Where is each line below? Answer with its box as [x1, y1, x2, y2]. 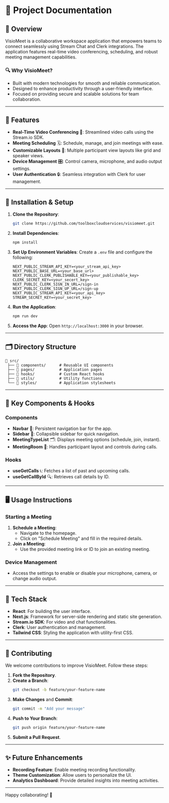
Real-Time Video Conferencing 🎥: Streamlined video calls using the [12, 129, 154, 135]
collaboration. [12, 96, 41, 102]
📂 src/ [5, 358, 19, 363]
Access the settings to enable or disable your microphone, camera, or [12, 570, 157, 576]
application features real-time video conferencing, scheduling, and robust [5, 49, 158, 54]
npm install [12, 239, 38, 245]
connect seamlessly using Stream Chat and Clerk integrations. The [5, 43, 144, 49]
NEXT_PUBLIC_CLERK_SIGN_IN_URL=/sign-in [12, 282, 99, 287]
